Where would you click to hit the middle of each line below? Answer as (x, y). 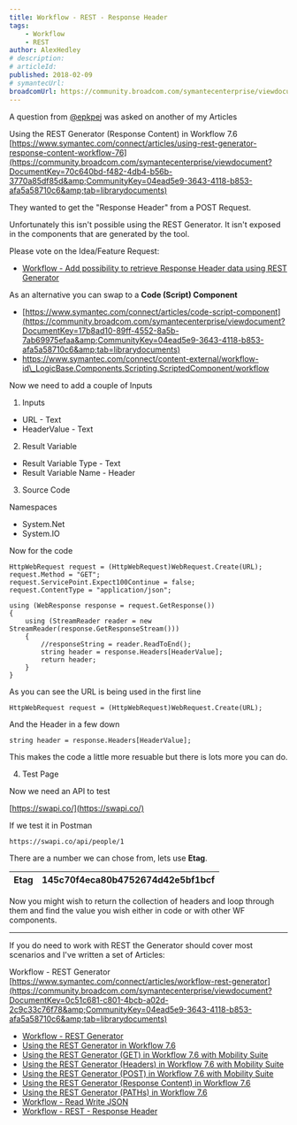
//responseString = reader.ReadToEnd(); (116, 644)
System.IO (41, 533)
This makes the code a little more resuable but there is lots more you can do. (148, 756)
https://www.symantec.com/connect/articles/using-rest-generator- (135, 143)
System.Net (43, 524)
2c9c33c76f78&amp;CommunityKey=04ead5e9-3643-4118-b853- (130, 1009)
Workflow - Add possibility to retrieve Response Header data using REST (154, 268)
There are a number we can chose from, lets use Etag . (108, 858)
